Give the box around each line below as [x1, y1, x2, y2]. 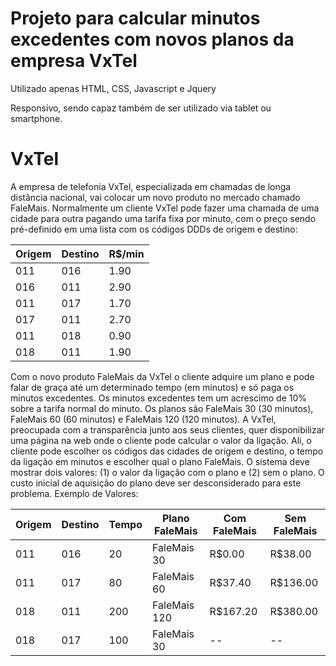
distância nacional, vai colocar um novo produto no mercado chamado [10, 191, 301, 203]
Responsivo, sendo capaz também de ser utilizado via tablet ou [10, 102, 272, 114]
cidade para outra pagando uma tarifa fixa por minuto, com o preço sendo [10, 212, 317, 224]
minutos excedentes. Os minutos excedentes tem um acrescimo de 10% [10, 392, 308, 404]
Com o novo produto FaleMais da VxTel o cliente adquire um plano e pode [10, 370, 315, 382]
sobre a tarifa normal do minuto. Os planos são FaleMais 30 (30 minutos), [10, 402, 314, 414]
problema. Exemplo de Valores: [10, 487, 139, 499]
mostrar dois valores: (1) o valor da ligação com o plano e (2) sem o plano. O [10, 466, 325, 478]
